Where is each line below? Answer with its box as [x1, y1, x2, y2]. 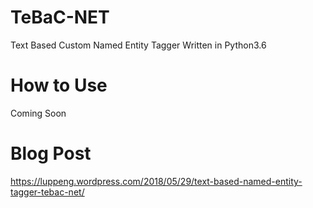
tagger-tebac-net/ [10, 186, 85, 198]
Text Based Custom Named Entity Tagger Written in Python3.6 [10, 39, 267, 51]
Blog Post [10, 142, 92, 165]
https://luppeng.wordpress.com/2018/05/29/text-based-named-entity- [10, 175, 303, 187]
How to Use [10, 74, 108, 97]
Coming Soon [10, 107, 67, 119]
